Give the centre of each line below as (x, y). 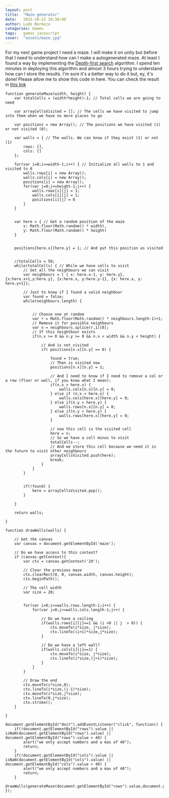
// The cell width (43, 588)
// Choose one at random (58, 314)
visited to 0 (19, 169)
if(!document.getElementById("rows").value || (64, 729)
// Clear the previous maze (53, 570)
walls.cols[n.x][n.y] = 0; (87, 389)
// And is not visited (65, 345)
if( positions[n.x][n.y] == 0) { (76, 349)
